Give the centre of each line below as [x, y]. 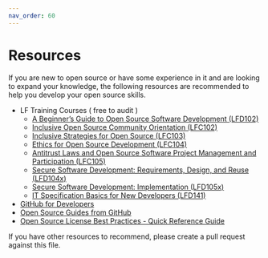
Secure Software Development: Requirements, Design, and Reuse [140, 170]
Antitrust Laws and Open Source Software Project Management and [144, 152]
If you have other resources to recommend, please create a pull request [127, 236]
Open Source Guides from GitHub [75, 212]
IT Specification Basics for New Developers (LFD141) [119, 195]
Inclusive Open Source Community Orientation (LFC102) [125, 127]
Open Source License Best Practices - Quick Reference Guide [122, 220]
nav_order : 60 [32, 16]
